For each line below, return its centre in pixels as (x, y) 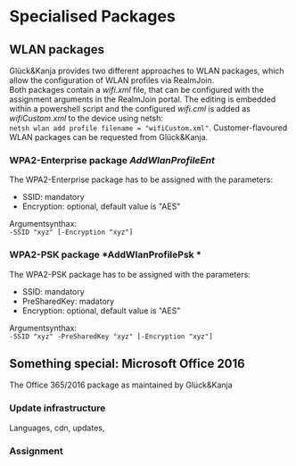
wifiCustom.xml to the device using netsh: (86, 118)
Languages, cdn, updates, (57, 428)
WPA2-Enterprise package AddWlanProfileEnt (112, 160)
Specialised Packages (92, 17)
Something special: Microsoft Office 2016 (127, 363)
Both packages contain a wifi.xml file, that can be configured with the (137, 90)
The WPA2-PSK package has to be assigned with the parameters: (130, 274)
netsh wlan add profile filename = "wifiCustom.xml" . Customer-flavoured (148, 128)
